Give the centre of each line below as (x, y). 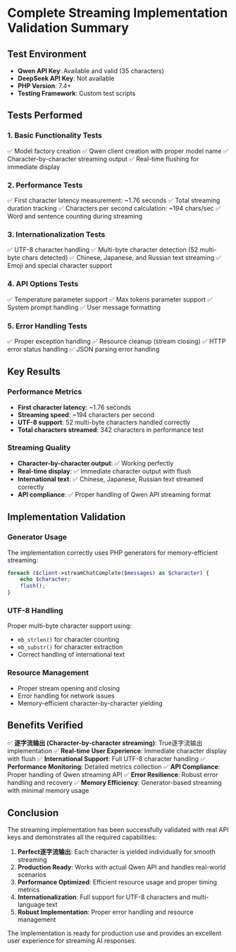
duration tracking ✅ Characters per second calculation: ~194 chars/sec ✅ (114, 208)
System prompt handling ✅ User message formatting (84, 307)
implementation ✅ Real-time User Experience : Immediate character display (117, 751)
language (31, 905)
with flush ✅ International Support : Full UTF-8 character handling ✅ (107, 759)
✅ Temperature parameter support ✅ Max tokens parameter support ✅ (110, 299)
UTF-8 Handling (35, 610)
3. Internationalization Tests (56, 234)
